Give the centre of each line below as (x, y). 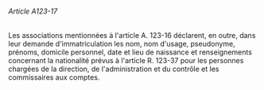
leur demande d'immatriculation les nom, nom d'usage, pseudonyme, (122, 44)
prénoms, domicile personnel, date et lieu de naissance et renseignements (130, 52)
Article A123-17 (33, 11)
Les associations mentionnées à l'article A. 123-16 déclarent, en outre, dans (132, 36)
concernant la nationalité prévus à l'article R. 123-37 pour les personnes (126, 61)
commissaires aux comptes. (54, 77)
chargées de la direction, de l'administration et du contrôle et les (114, 69)
